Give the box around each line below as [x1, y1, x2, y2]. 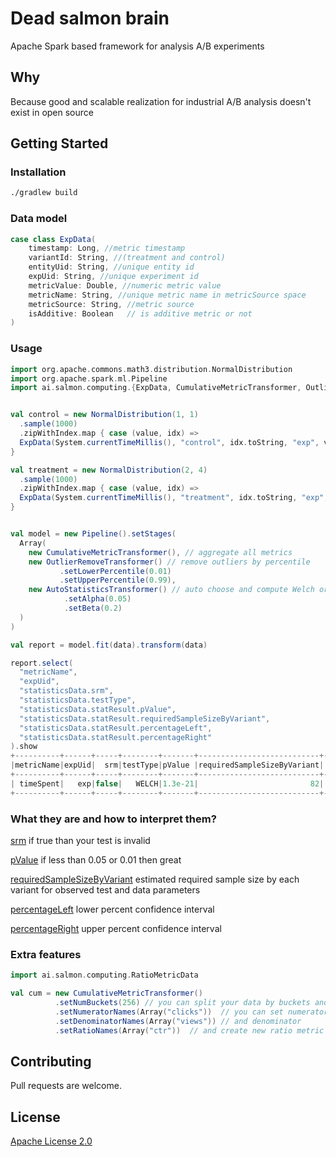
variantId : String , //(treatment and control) [28, 253, 226, 263]
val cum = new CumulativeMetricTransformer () [10, 988, 203, 999]
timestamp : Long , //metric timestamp [28, 243, 186, 254]
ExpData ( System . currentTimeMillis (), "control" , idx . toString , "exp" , [19, 437, 320, 447]
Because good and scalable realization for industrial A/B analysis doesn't [10, 95, 312, 107]
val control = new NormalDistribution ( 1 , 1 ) [10, 410, 199, 420]
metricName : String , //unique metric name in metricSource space [28, 290, 307, 300]
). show [10, 742, 38, 752]
